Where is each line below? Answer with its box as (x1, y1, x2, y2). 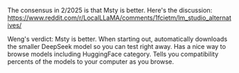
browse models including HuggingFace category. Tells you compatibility (7, 50, 219, 58)
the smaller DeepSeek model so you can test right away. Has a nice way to (7, 43, 226, 50)
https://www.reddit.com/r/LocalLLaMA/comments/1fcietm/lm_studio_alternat (7, 13, 232, 22)
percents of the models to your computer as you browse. (7, 57, 174, 66)
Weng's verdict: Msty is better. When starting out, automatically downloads (7, 35, 228, 43)
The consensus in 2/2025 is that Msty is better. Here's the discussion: (7, 6, 213, 14)
